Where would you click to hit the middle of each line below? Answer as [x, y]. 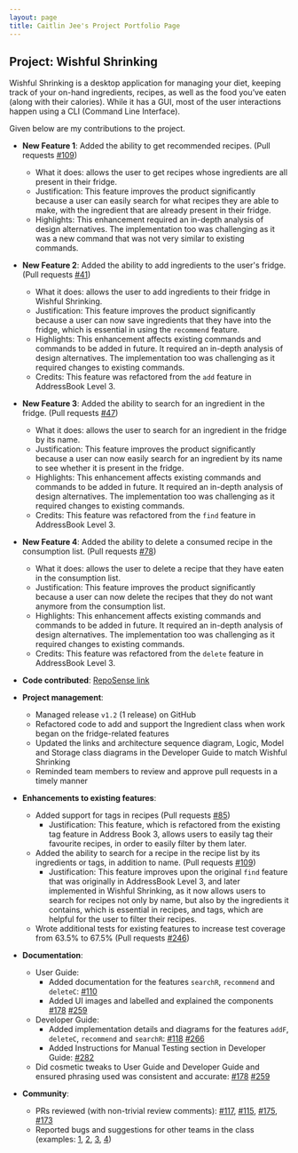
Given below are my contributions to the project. [98, 129]
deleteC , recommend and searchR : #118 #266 [127, 1039]
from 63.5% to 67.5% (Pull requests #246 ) [113, 938]
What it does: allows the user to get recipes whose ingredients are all [161, 172]
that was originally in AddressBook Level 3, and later [145, 882]
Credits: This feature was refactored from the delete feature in [149, 653]
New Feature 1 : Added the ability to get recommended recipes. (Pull [146, 146]
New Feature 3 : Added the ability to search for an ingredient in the [143, 404]
